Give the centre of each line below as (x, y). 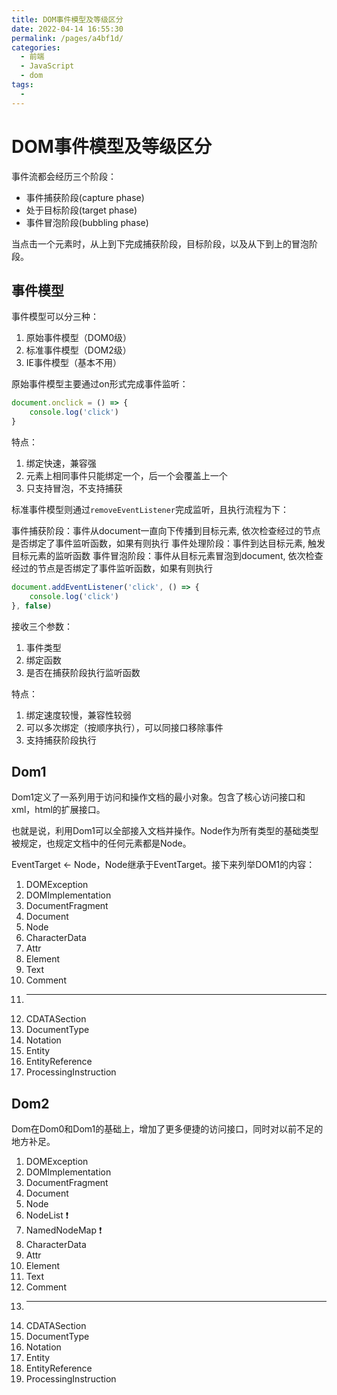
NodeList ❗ (47, 1215)
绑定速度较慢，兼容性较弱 (78, 715)
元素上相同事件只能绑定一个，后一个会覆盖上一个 (126, 475)
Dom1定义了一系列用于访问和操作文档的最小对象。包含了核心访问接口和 (158, 797)
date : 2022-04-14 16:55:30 (67, 29)
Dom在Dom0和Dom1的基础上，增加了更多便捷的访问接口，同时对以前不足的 (167, 1129)
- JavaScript (47, 66)
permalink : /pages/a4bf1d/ (67, 38)
